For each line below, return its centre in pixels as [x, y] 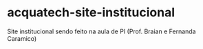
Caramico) [22, 38]
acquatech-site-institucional [91, 13]
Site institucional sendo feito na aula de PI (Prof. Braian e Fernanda [101, 31]
